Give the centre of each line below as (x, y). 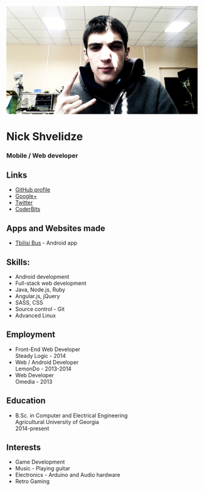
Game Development (40, 462)
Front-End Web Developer (48, 349)
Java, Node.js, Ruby (40, 290)
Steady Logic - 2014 (40, 355)
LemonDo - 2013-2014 (43, 369)
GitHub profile (32, 190)
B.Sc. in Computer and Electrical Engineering (71, 415)
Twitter (24, 203)
